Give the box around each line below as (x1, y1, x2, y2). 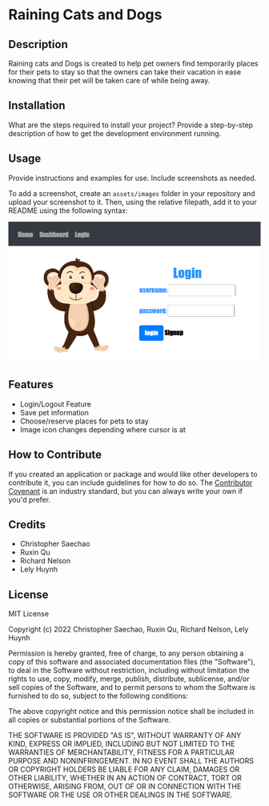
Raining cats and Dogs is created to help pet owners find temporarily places (8, 58, 259, 68)
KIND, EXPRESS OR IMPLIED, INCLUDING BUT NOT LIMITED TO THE (8, 739, 235, 749)
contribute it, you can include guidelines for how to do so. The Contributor (8, 478, 253, 487)
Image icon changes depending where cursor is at (19, 424, 187, 434)
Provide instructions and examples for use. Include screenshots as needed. (8, 173, 257, 182)
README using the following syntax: (8, 206, 128, 215)
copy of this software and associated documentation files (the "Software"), (8, 657, 256, 667)
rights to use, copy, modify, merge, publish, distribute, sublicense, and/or (8, 674, 250, 684)
